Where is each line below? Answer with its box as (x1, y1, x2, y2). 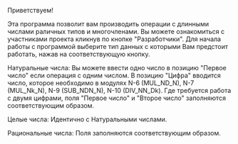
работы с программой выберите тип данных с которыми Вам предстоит (7, 43, 229, 50)
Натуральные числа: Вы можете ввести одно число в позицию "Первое (7, 64, 227, 72)
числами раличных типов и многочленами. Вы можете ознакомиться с (7, 28, 225, 35)
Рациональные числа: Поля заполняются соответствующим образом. (7, 129, 221, 137)
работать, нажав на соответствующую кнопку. (7, 50, 150, 58)
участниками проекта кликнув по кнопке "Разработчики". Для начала (7, 35, 222, 43)
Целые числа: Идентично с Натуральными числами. (7, 115, 167, 123)
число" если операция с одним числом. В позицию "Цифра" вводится (7, 71, 221, 79)
